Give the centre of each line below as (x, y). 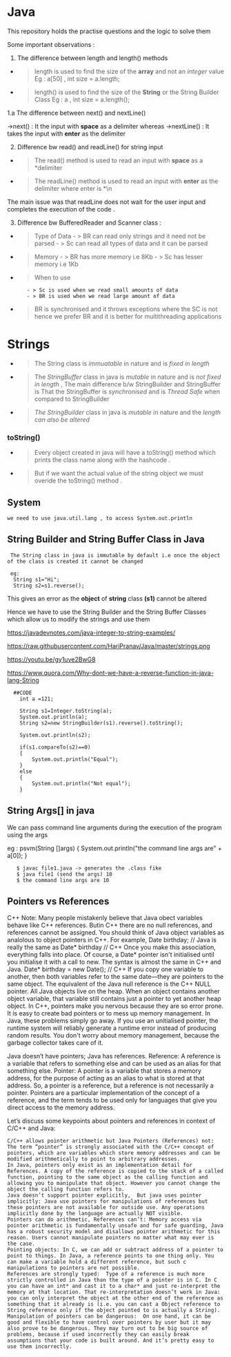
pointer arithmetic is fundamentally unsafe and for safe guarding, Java (115, 1226)
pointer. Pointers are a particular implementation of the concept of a (103, 1093)
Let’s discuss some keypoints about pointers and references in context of (111, 1121)
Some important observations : (51, 44)
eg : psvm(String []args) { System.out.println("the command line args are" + (115, 848)
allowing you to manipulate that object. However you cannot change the (114, 1183)
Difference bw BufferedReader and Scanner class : (89, 223)
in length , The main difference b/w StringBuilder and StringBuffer (128, 384)
